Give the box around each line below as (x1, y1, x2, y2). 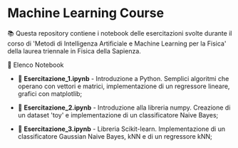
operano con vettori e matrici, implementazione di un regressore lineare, (17, 82, 230, 90)
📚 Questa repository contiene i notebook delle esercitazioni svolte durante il (7, 28, 232, 37)
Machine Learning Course (7, 5, 165, 21)
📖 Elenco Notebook (7, 60, 64, 69)
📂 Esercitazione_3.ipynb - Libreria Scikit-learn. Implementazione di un (17, 125, 226, 133)
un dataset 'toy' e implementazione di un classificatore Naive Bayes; (17, 110, 219, 119)
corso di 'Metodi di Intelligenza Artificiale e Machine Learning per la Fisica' (7, 39, 227, 48)
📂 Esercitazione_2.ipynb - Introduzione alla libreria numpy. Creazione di (17, 103, 231, 112)
